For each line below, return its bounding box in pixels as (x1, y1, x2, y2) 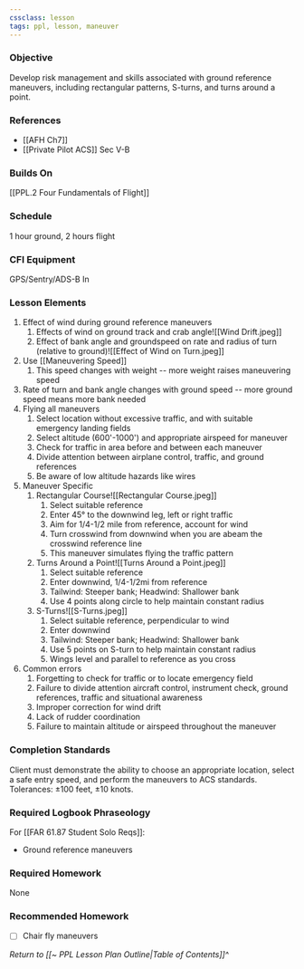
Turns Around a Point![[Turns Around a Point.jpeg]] (35, 558, 226, 569)
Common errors (22, 663, 82, 675)
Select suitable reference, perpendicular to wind (49, 615, 230, 626)
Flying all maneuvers (22, 404, 100, 415)
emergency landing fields (35, 423, 131, 434)
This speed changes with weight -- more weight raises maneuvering (35, 365, 291, 376)
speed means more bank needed (22, 394, 147, 405)
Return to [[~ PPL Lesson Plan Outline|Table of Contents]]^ (9, 948, 229, 960)
